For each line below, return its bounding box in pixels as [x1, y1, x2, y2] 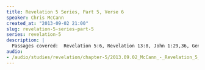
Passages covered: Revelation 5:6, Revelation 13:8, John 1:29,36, [12, 43, 190, 49]
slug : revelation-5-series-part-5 [6, 26, 95, 32]
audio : [6, 49, 23, 55]
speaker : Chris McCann [6, 15, 64, 21]
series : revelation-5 [6, 32, 62, 38]
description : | [6, 37, 45, 43]
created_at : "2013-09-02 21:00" [6, 20, 88, 26]
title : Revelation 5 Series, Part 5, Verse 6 [6, 9, 124, 15]
